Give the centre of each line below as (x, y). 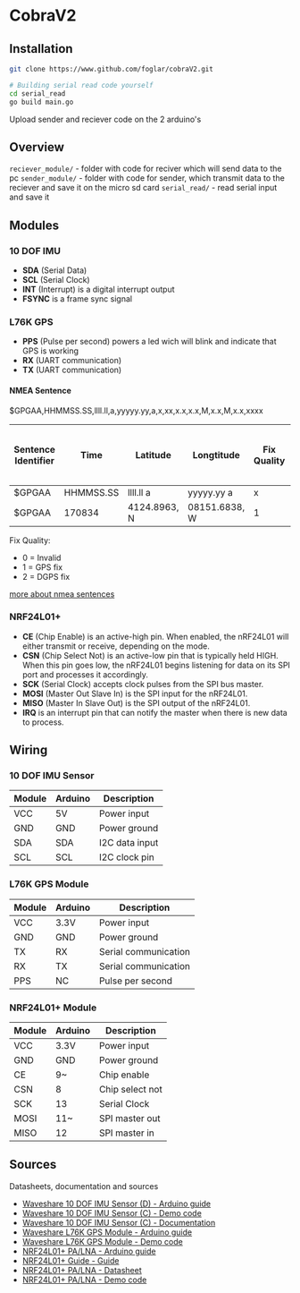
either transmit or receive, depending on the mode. (116, 646)
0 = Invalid (42, 557)
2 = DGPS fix (46, 576)
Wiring (29, 750)
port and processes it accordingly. (85, 674)
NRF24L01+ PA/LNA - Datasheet (82, 1270)
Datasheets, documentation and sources (84, 1186)
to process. (43, 722)
